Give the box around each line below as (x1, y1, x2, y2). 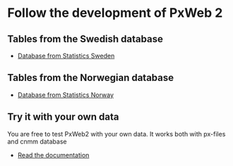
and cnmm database (7, 137, 67, 146)
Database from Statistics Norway (17, 90, 114, 99)
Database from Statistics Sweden (17, 51, 115, 60)
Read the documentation (17, 151, 90, 159)
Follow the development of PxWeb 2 (7, 5, 223, 21)
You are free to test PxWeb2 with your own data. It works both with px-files (7, 129, 226, 138)
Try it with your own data (7, 111, 119, 123)
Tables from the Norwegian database (7, 72, 174, 84)
